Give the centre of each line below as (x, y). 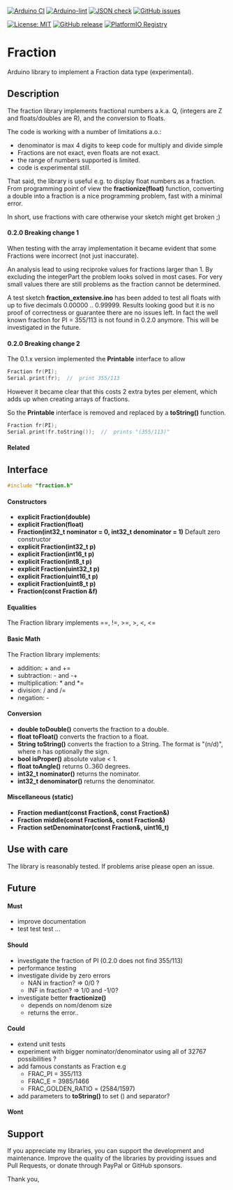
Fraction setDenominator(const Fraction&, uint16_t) (93, 827)
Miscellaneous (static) (40, 797)
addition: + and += (44, 668)
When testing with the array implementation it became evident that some (112, 248)
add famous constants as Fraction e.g (72, 1066)
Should (18, 945)
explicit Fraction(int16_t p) (56, 554)
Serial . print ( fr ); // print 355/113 (63, 378)
